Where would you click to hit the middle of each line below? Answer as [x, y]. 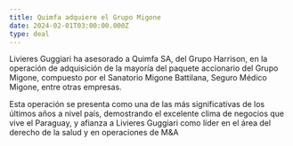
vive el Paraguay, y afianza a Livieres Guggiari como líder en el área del [140, 123]
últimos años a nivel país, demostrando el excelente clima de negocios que [147, 114]
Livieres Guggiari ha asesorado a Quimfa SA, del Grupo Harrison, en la [138, 59]
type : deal [29, 34]
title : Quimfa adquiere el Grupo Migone [85, 17]
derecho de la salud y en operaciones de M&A [94, 133]
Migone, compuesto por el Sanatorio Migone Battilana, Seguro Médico [138, 78]
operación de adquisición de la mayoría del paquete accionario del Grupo [144, 68]
